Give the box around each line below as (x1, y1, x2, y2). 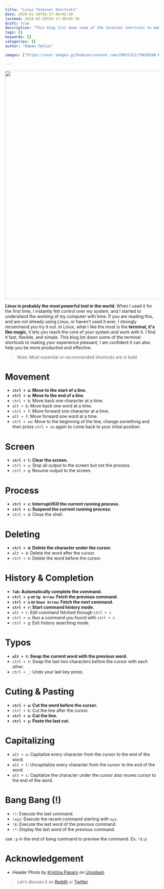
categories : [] (5, 39, 36, 44)
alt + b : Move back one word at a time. (12, 403, 93, 409)
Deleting (5, 529, 41, 540)
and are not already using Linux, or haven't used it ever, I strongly (5, 318, 137, 324)
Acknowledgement (5, 853, 84, 864)
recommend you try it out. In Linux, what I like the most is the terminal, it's (5, 324, 155, 330)
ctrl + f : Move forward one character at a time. (12, 408, 110, 414)
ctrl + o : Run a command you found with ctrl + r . (12, 615, 116, 621)
